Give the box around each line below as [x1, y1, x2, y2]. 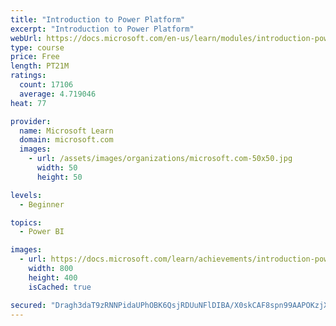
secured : [10, 300, 47, 310]
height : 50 [36, 172, 83, 182]
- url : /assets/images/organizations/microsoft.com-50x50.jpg [28, 154, 293, 164]
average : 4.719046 [19, 89, 97, 99]
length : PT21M [10, 61, 70, 71]
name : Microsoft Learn [19, 126, 114, 136]
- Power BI [19, 227, 65, 237]
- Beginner [19, 199, 65, 210]
